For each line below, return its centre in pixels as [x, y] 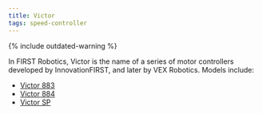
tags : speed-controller [48, 23]
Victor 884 [38, 93]
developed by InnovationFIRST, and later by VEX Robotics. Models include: [131, 69]
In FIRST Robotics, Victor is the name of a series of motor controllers [121, 61]
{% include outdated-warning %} [63, 45]
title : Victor [32, 16]
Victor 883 [37, 85]
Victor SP [35, 102]
